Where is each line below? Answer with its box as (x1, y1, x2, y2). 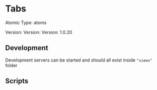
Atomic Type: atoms (5, 19, 47, 25)
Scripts (5, 77, 29, 85)
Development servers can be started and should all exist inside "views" (5, 57, 152, 63)
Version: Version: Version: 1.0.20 (5, 29, 72, 35)
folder (5, 62, 18, 68)
